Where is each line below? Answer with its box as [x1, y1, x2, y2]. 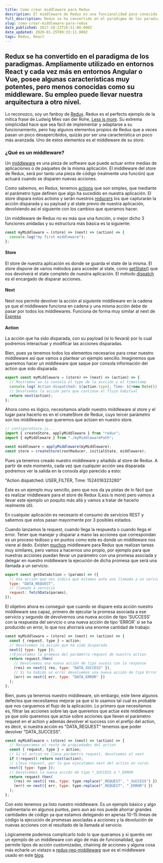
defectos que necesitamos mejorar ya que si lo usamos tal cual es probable [5, 698, 156, 704]
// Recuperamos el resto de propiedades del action [9, 743, 116, 747]
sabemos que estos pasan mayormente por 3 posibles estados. [5, 517, 132, 523]
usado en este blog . [5, 852, 45, 858]
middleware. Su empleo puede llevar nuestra [5, 91, 143, 99]
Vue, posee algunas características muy [5, 75, 130, 83]
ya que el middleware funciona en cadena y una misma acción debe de [5, 303, 147, 309]
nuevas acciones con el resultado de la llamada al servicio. [5, 822, 123, 828]
